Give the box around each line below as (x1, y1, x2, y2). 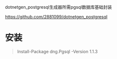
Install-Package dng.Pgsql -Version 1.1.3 (17, 48, 98, 54)
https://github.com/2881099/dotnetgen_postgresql (5, 14, 108, 19)
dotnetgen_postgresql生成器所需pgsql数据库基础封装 (5, 4, 112, 10)
